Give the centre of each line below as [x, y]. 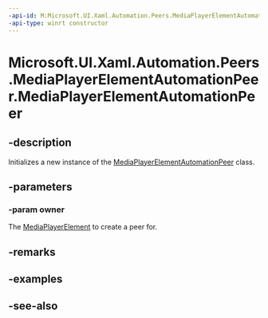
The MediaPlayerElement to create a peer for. [83, 227]
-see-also [33, 306]
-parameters [40, 187]
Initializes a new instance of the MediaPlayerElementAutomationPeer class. [132, 162]
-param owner [37, 210]
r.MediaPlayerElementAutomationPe [132, 96]
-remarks [32, 252]
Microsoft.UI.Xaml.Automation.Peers [134, 63]
